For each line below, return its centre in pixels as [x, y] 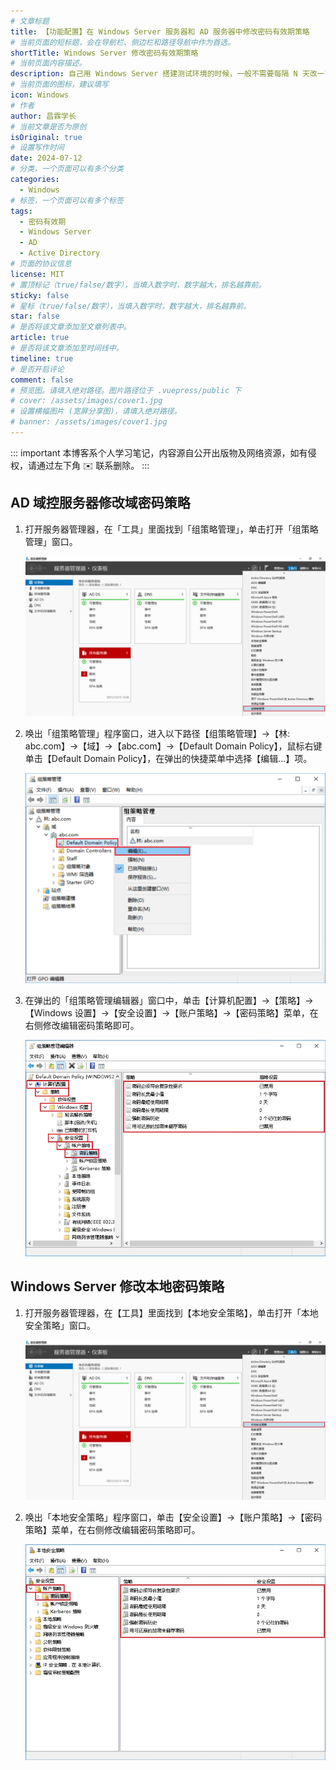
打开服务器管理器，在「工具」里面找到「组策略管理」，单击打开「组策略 [171, 529]
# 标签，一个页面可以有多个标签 [67, 200]
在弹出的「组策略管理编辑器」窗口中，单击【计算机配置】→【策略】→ [169, 1001]
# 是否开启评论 [37, 369]
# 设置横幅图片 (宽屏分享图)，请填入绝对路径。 [96, 411]
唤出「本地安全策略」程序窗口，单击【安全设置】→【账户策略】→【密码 [173, 1517]
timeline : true [42, 358]
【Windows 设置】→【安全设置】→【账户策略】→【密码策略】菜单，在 [171, 1013]
